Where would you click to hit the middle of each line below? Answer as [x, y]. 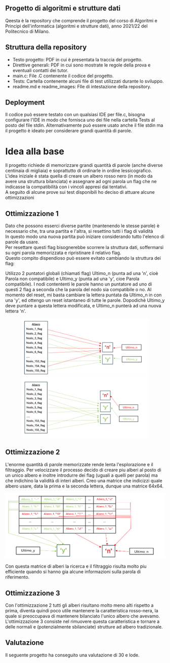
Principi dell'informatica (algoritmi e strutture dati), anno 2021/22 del [76, 26]
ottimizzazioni [20, 198]
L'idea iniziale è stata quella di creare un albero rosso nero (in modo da [79, 176]
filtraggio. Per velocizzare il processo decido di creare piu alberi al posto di [83, 470]
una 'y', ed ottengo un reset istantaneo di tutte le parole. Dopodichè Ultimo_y [85, 300]
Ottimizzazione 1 [32, 213]
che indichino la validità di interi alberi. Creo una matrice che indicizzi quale [84, 480]
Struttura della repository [46, 47]
